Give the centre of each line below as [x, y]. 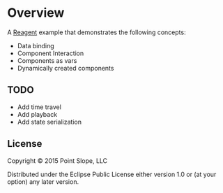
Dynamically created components [66, 68]
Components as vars [47, 60]
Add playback [37, 114]
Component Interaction [51, 53]
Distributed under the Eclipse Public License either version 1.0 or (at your [112, 174]
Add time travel [39, 107]
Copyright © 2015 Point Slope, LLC [57, 160]
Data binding [36, 45]
